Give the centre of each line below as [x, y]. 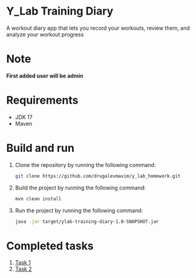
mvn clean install [38, 198]
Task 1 [23, 263]
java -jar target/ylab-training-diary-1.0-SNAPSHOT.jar [87, 222]
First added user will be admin [45, 76]
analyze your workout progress [45, 34]
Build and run [40, 148]
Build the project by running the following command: [80, 188]
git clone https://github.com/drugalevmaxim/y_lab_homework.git [98, 176]
